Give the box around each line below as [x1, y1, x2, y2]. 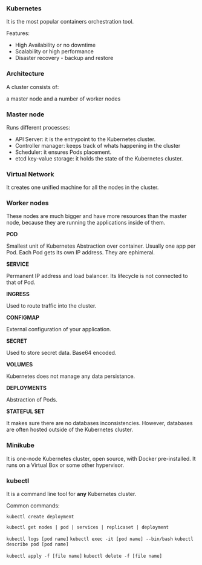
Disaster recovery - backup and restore [15, 55, 114, 62]
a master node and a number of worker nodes [6, 95, 121, 102]
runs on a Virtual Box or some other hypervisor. [6, 461, 124, 469]
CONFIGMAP [6, 314, 40, 322]
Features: [6, 30, 30, 37]
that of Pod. [6, 279, 36, 286]
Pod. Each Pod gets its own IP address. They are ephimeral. [6, 249, 155, 256]
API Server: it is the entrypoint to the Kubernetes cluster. [15, 135, 156, 143]
